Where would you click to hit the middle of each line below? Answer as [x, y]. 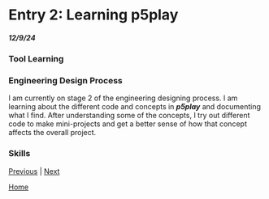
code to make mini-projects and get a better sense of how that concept [128, 124]
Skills [20, 154]
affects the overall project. [52, 133]
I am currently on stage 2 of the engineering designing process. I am [123, 98]
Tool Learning [36, 59]
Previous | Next [34, 171]
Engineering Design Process [66, 81]
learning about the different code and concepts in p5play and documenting [135, 107]
